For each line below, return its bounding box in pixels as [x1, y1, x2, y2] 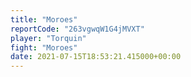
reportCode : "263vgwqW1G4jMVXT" [10, 24, 145, 34]
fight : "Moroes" [10, 42, 78, 53]
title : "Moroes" [10, 14, 78, 25]
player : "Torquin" [10, 33, 87, 43]
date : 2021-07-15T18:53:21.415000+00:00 [10, 52, 182, 62]
